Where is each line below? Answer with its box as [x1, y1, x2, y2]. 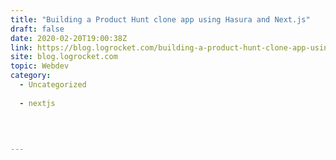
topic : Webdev [10, 61, 70, 71]
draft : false [10, 24, 65, 34]
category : [10, 71, 52, 81]
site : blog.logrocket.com [10, 52, 118, 62]
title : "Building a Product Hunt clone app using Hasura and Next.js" [10, 14, 311, 25]
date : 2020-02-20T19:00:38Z [10, 33, 128, 43]
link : [10, 42, 33, 53]
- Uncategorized [19, 80, 87, 90]
